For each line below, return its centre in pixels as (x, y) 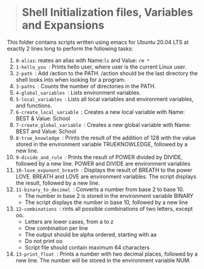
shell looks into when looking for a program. (71, 80)
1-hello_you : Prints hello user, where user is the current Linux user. (101, 67)
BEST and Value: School (46, 131)
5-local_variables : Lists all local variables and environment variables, (104, 99)
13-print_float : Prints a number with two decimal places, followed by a (107, 254)
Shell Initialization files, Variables (107, 12)
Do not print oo (44, 241)
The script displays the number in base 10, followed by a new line (106, 202)
